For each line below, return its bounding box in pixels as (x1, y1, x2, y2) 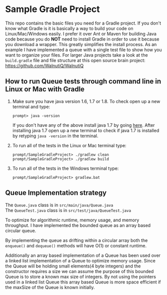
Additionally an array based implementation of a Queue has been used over (5, 252, 161, 258)
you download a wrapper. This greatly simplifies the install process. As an (5, 41, 157, 47)
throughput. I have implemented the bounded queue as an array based (5, 222, 151, 228)
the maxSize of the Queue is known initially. (5, 284, 95, 290)
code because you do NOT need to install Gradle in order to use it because (5, 36, 159, 42)
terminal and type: (12, 104, 50, 110)
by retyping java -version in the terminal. (12, 133, 98, 139)
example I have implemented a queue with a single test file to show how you (5, 47, 162, 53)
